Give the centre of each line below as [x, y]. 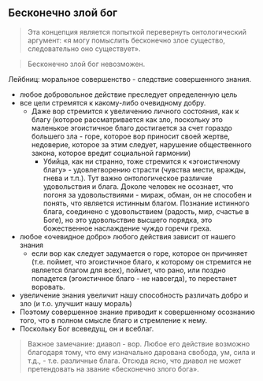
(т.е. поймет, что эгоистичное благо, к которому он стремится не [141, 261]
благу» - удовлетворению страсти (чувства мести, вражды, [144, 169]
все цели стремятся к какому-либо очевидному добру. [113, 102]
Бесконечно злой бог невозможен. [86, 64]
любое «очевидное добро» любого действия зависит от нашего [128, 236]
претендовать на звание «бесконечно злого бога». [113, 368]
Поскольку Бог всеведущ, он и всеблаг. [87, 328]
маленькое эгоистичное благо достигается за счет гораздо [131, 128]
